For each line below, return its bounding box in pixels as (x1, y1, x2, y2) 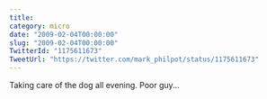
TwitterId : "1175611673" (9, 47, 102, 56)
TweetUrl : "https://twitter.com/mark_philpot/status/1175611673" (9, 55, 259, 64)
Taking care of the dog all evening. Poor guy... (9, 80, 180, 90)
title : (9, 13, 34, 22)
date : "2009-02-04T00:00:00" (9, 30, 119, 39)
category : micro (9, 22, 70, 31)
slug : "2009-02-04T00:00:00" (9, 38, 119, 48)
